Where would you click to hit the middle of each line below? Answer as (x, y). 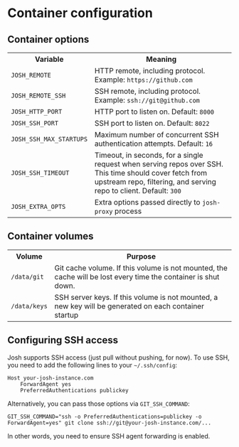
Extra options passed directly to (147, 202)
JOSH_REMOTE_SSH (38, 96)
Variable (49, 59)
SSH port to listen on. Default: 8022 (152, 123)
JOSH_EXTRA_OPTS (38, 206)
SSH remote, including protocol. (148, 91)
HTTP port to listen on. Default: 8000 (154, 112)
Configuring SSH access (63, 340)
